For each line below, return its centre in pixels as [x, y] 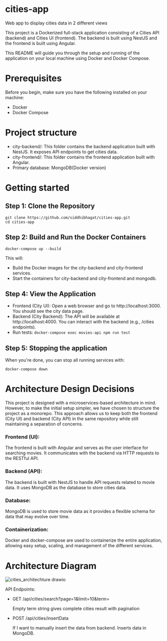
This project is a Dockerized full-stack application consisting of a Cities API [82, 32]
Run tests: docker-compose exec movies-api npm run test [71, 332]
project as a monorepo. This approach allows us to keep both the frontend [82, 414]
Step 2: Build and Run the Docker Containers [76, 237]
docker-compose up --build [33, 249]
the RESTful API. [22, 458]
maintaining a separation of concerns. [44, 424]
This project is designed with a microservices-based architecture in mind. [81, 403]
